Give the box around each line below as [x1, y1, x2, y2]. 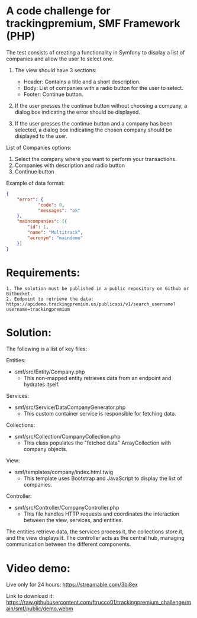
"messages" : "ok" [37, 207, 81, 214]
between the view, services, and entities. [23, 517, 123, 524]
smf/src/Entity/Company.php [14, 368, 85, 375]
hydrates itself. [23, 381, 60, 388]
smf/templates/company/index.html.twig [14, 469, 114, 476]
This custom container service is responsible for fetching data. [23, 410, 176, 417]
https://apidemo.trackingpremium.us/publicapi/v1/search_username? [6, 301, 176, 307]
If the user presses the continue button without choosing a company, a [14, 102, 188, 109]
